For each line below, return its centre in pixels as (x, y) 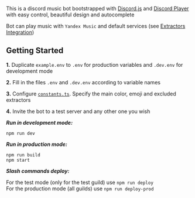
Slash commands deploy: (38, 171)
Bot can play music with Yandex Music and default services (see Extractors (96, 26)
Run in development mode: (40, 122)
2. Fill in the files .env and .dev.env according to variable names (83, 82)
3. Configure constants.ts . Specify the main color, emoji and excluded (91, 94)
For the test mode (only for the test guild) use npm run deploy (80, 182)
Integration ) (20, 32)
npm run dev (20, 133)
